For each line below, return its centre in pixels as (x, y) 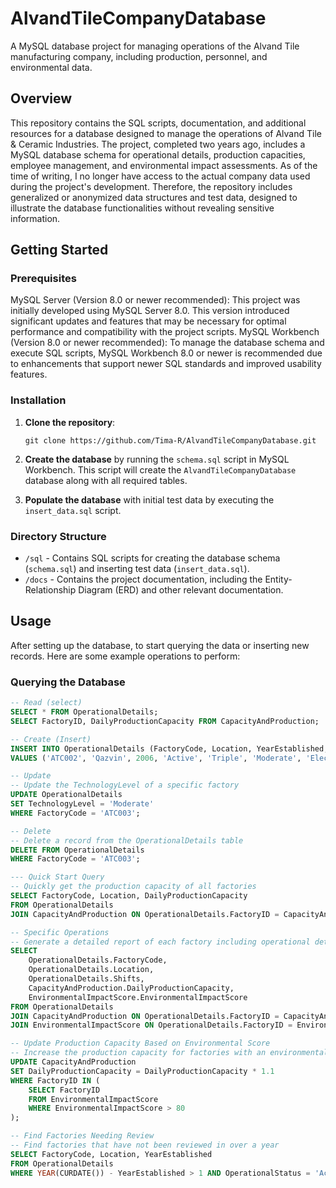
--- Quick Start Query (57, 877)
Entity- (278, 579)
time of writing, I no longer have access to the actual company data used (160, 176)
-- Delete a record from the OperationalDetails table (127, 840)
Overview (41, 98)
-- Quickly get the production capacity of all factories (133, 887)
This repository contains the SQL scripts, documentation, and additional (158, 123)
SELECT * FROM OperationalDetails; (84, 712)
